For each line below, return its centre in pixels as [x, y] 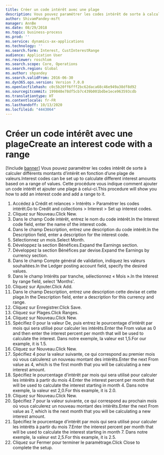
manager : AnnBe [21, 23]
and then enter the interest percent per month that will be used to [78, 333]
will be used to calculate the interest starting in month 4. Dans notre [80, 385]
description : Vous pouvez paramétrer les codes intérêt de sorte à [75, 14]
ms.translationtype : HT [30, 96]
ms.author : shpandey [27, 73]
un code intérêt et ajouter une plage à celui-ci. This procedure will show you [81, 189]
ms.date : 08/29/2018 [27, 28]
